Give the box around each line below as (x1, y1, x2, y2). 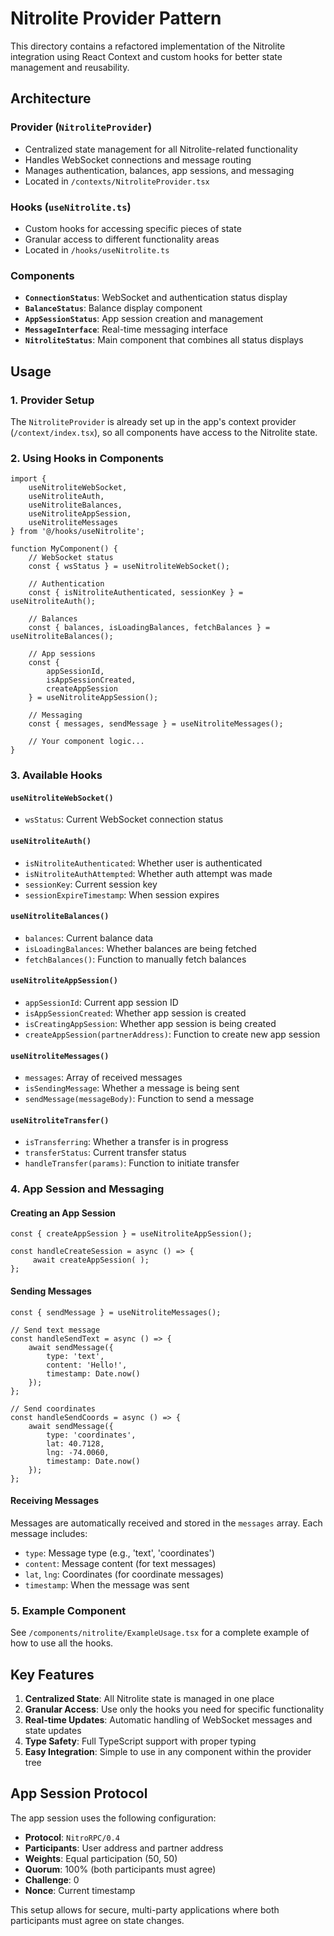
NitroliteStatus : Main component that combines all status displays (24, 334, 304, 346)
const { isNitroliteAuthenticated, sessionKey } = (28, 588, 244, 598)
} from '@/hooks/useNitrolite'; (10, 527, 145, 537)
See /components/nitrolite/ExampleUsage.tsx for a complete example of (10, 1627, 310, 1639)
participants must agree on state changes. (10, 1914, 185, 1926)
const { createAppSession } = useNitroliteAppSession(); (10, 1229, 253, 1239)
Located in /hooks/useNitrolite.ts (24, 243, 170, 256)
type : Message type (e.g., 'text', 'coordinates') (24, 1547, 215, 1559)
